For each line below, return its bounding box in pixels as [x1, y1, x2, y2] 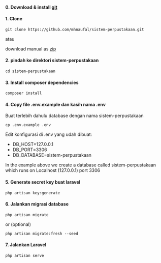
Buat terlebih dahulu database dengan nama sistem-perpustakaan [5, 112, 144, 119]
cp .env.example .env [5, 123, 51, 128]
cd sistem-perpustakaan [5, 69, 56, 74]
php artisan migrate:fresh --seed [5, 231, 79, 236]
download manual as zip [5, 46, 56, 52]
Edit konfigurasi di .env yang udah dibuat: [5, 131, 92, 137]
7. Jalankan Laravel [5, 242, 47, 248]
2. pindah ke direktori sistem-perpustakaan [5, 57, 99, 64]
